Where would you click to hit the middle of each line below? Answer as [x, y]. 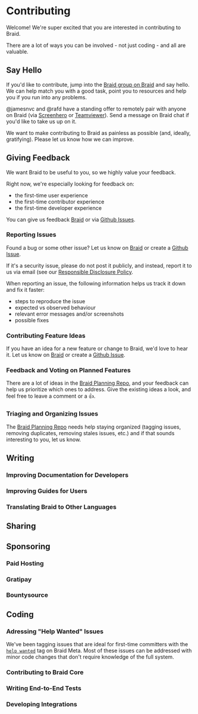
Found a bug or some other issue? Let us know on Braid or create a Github [97, 247]
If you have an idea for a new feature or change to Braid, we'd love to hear [97, 348]
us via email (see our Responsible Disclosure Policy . [70, 272]
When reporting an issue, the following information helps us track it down [96, 283]
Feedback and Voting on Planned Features [68, 370]
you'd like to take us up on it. [41, 121]
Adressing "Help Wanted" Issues [55, 631]
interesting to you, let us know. [44, 439]
